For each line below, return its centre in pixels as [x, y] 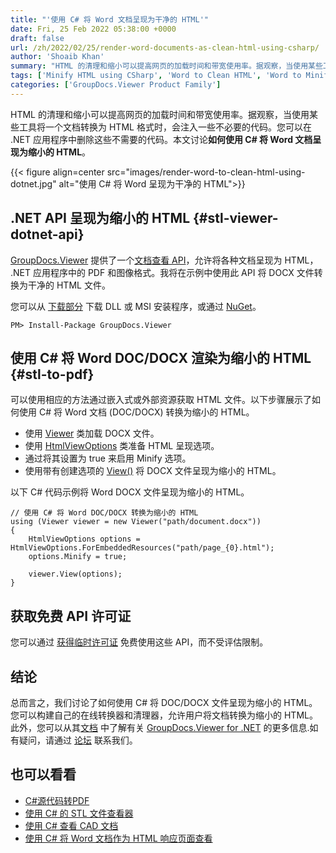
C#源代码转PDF [57, 800]
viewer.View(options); [75, 574]
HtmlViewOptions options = [84, 539]
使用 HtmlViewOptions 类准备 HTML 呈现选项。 [122, 446]
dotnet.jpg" [33, 183]
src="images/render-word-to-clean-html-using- [206, 172]
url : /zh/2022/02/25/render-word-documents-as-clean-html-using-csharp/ [165, 47]
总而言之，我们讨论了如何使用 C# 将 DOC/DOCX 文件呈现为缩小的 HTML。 [164, 702]
